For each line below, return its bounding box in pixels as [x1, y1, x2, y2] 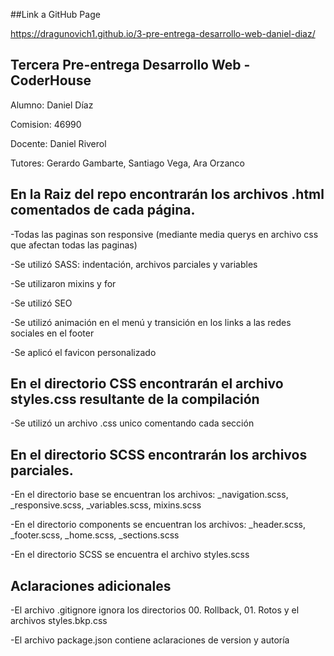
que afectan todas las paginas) [10, 239, 138, 251]
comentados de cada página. [10, 202, 196, 219]
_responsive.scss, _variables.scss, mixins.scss [10, 499, 202, 511]
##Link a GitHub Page [10, 9, 101, 20]
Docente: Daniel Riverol [10, 137, 107, 149]
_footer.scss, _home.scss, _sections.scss [10, 529, 180, 541]
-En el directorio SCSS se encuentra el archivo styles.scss [10, 549, 250, 561]
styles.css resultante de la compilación [10, 391, 260, 408]
